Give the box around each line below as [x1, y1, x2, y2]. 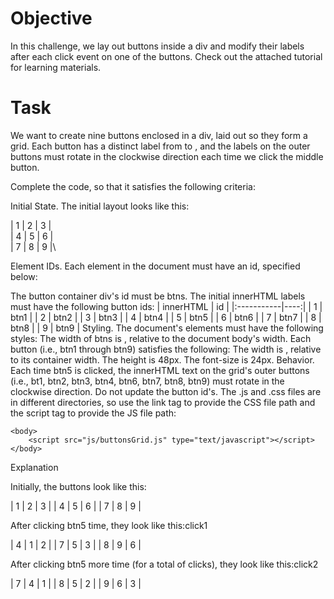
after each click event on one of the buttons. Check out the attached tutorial [10, 50, 323, 62]
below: [10, 270, 38, 282]
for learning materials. [10, 61, 102, 73]
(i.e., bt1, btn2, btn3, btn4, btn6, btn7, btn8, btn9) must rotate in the [10, 375, 285, 387]
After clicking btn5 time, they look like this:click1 [10, 519, 208, 531]
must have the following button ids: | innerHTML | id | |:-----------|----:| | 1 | [10, 300, 323, 312]
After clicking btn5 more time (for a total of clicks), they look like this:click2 [10, 558, 319, 570]
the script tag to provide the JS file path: [10, 407, 177, 419]
